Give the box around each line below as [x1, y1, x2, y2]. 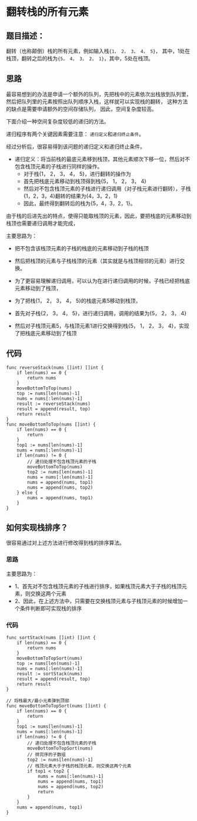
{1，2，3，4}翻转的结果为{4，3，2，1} [23, 192, 118, 199]
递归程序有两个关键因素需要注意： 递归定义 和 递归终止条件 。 [6, 130, 144, 138]
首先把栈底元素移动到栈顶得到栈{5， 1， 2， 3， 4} [23, 178, 147, 185]
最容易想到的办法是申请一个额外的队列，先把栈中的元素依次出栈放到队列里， [6, 90, 192, 97]
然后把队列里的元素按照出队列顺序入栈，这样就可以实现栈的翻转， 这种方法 [6, 98, 188, 105]
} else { [16, 489, 38, 496]
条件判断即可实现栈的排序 [19, 604, 82, 611]
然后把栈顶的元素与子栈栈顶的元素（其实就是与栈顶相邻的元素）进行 [14, 257, 180, 264]
